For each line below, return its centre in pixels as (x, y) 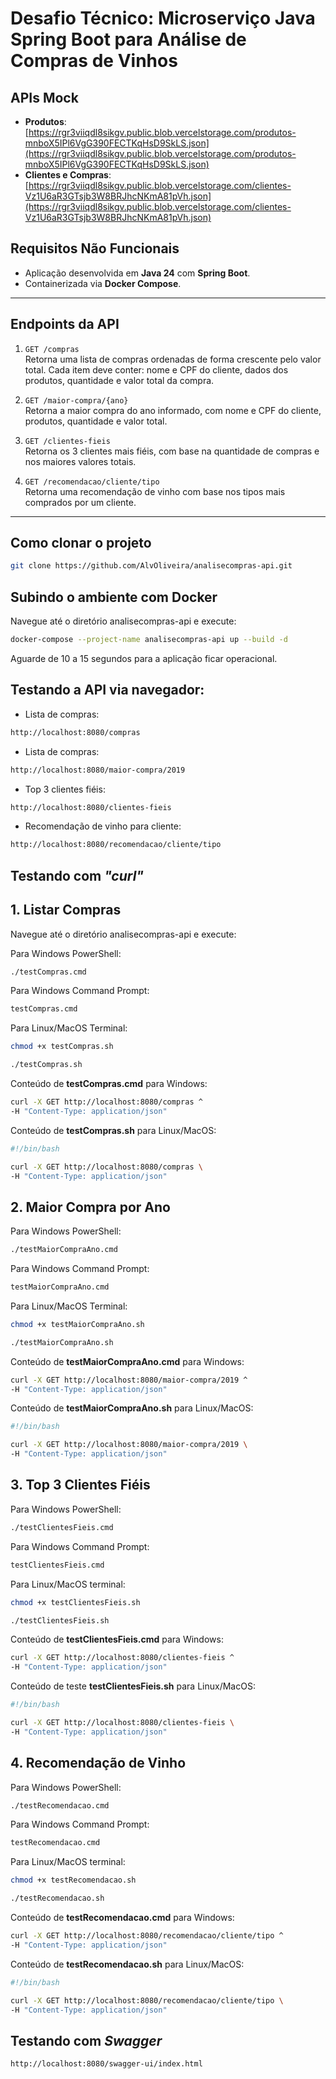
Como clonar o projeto (81, 543)
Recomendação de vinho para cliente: (103, 826)
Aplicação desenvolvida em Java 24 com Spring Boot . (137, 273)
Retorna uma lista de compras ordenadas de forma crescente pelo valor (173, 359)
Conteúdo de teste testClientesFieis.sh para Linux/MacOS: (133, 1686)
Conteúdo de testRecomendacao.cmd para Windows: (122, 1918)
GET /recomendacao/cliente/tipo (92, 482)
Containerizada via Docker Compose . (103, 283)
